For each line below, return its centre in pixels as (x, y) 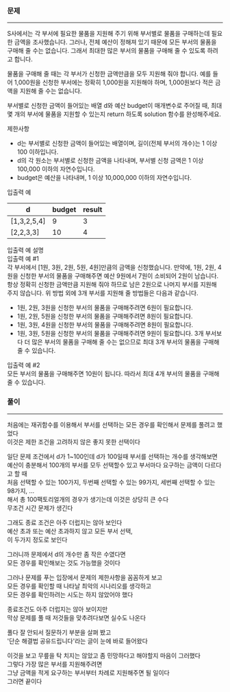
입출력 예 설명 (26, 250)
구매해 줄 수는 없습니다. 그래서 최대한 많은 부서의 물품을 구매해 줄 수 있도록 (106, 51)
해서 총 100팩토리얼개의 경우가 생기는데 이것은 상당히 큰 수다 (88, 499)
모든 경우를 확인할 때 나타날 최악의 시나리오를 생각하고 (79, 586)
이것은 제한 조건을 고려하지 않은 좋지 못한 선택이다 (74, 441)
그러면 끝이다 (25, 681)
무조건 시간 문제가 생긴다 (40, 508)
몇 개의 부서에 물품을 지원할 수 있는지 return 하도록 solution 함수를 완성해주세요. (114, 114)
